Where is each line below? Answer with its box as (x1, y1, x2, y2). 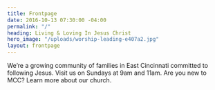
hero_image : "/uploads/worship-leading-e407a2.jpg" (7, 36, 159, 43)
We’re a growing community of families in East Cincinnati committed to (7, 62, 209, 69)
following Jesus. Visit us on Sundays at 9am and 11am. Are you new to (7, 69, 207, 77)
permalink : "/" (7, 23, 51, 30)
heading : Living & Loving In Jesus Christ (7, 29, 131, 37)
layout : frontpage (7, 42, 60, 49)
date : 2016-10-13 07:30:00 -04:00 (7, 17, 107, 24)
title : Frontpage (7, 10, 57, 17)
